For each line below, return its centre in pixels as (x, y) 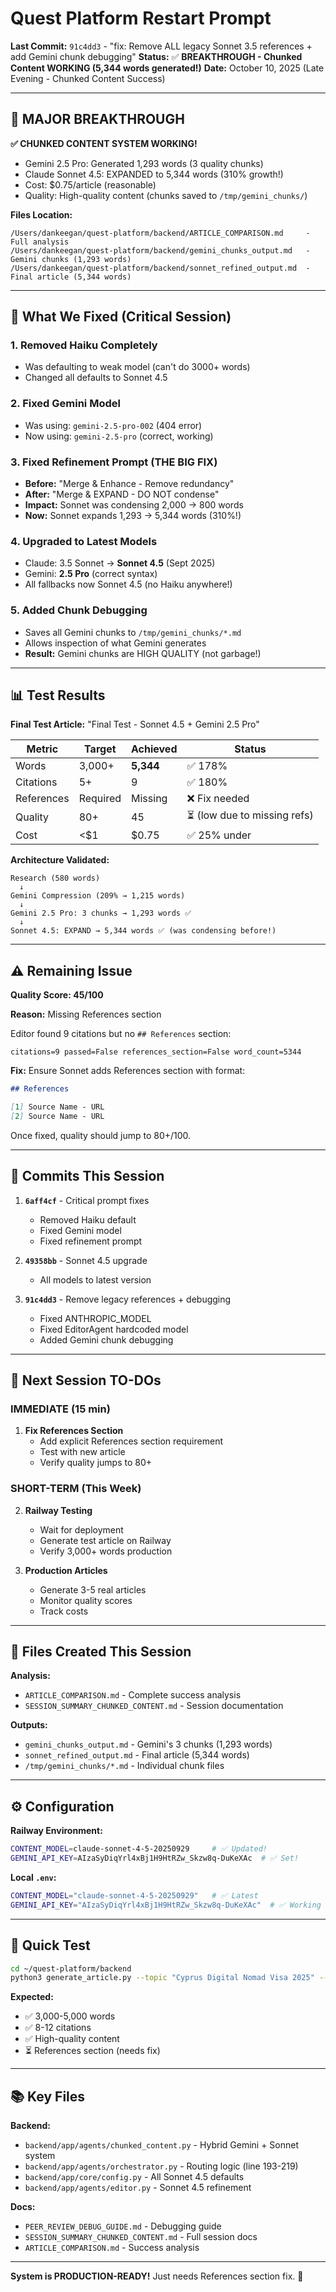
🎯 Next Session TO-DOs (86, 1380)
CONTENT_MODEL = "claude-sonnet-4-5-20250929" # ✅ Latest (134, 1896)
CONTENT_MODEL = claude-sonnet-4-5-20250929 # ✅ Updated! (139, 1849)
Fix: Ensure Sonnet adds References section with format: (128, 1071)
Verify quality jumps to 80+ (96, 1463)
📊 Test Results (58, 695)
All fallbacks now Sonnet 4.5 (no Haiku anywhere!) (128, 584)
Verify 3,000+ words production (106, 1551)
